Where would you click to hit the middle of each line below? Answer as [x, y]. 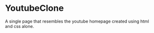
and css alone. [20, 26]
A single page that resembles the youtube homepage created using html [77, 21]
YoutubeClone [34, 8]
